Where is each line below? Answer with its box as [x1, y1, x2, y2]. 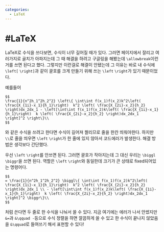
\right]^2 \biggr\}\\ [5, 196, 49, 201]
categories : [5, 7, 29, 12]
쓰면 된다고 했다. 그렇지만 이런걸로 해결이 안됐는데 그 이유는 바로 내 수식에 [14, 62, 155, 68]
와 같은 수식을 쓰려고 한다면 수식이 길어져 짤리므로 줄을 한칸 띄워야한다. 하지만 [5, 129, 154, 135]
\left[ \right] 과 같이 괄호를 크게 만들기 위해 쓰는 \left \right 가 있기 [5, 68, 141, 74]
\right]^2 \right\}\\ [5, 116, 49, 121]
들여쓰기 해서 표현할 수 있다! [30, 221, 85, 227]
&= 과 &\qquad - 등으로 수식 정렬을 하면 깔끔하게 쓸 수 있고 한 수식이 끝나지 [5, 215, 145, 221]
